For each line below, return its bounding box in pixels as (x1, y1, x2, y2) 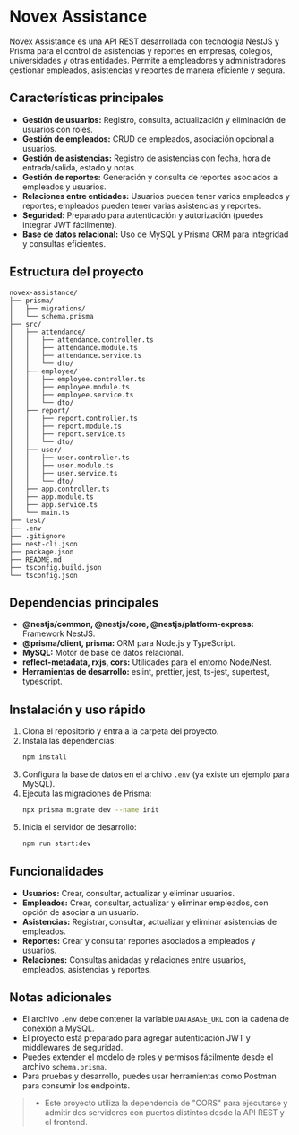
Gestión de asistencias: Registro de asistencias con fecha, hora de (21, 153, 271, 163)
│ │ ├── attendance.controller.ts (9, 335, 154, 345)
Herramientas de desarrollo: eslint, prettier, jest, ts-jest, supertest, (21, 667, 270, 677)
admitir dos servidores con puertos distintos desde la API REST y (44, 1107, 285, 1118)
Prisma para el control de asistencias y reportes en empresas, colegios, (9, 45, 273, 56)
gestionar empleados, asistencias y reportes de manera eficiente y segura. (9, 65, 286, 75)
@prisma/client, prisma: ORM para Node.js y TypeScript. (21, 638, 235, 649)
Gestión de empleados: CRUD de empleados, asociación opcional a (21, 133, 275, 144)
